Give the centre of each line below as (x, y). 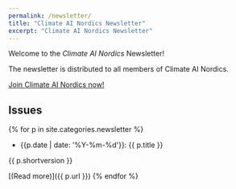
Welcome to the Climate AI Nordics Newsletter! (87, 54)
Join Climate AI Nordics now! (56, 84)
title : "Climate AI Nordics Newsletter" (77, 23)
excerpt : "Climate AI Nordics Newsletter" (81, 31)
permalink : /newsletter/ (50, 16)
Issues (25, 110)
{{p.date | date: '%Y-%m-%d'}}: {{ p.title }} (91, 145)
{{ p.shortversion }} (41, 161)
